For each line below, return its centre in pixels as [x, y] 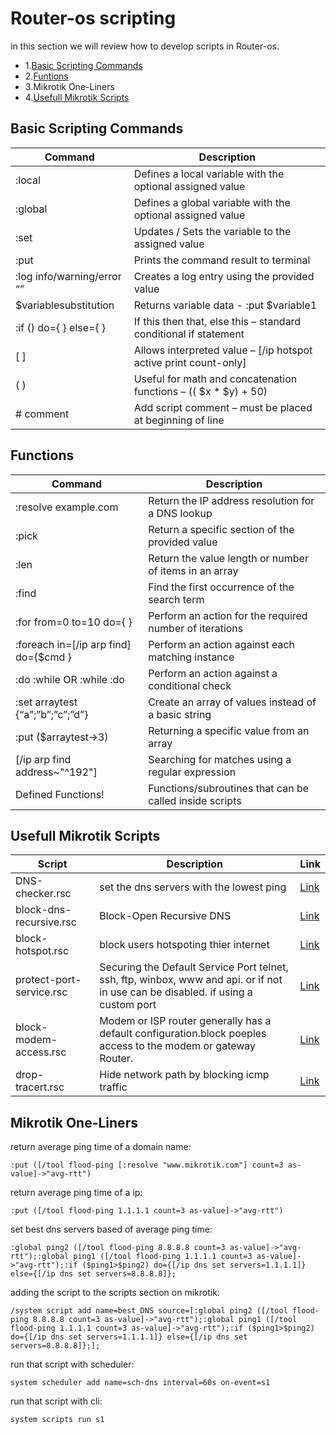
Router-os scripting [93, 18]
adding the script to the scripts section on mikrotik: [115, 1293]
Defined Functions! [60, 794]
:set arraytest [46, 702]
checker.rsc [43, 894]
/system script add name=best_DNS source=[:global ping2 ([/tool [149, 1311]
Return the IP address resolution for [231, 500]
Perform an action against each [222, 644]
